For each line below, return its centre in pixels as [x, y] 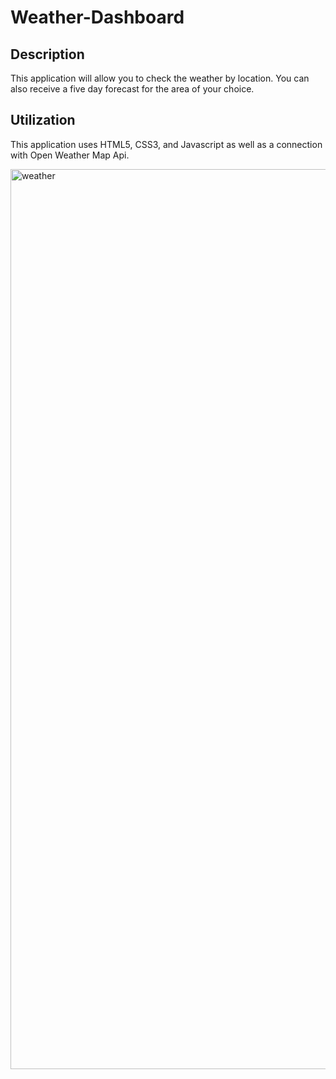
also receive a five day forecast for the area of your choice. [132, 89]
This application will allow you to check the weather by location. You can [160, 78]
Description [47, 54]
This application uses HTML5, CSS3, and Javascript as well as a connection [166, 144]
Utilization [43, 120]
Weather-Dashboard [97, 17]
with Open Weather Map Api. [70, 155]
